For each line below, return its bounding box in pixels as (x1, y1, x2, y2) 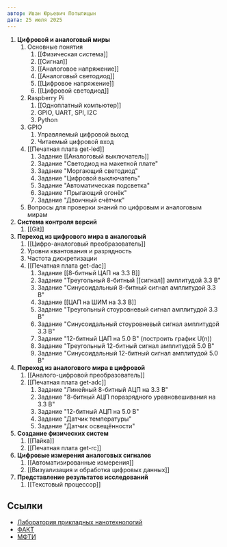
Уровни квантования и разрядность (27, 246, 132, 255)
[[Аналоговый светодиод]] (37, 71, 115, 80)
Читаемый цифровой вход (37, 137, 114, 146)
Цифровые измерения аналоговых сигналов (16, 451, 152, 459)
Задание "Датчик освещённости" (37, 421, 135, 430)
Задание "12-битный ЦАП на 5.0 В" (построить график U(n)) (37, 334, 212, 342)
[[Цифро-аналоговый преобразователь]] (27, 240, 146, 248)
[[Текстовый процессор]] (27, 480, 101, 488)
